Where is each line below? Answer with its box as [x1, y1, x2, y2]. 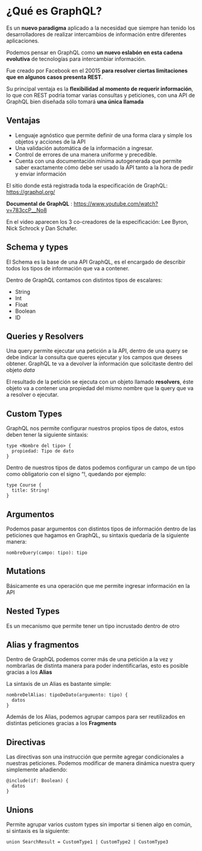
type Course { [6, 482, 42, 488]
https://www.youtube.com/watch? [73, 200, 159, 207]
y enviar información [14, 170, 66, 177]
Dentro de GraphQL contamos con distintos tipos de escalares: [6, 276, 163, 284]
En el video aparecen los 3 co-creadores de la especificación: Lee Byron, [6, 218, 189, 225]
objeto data [6, 367, 35, 374]
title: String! [11, 487, 50, 494]
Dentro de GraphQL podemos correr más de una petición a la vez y [6, 656, 173, 663]
